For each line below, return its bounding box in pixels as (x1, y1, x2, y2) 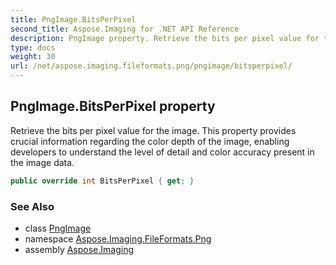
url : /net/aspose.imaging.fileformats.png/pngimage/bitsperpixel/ (10, 61, 293, 71)
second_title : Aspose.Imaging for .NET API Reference (10, 24, 240, 34)
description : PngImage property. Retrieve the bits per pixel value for (10, 33, 320, 43)
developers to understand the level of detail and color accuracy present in (10, 146, 315, 158)
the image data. (10, 156, 75, 168)
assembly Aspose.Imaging (24, 243, 135, 255)
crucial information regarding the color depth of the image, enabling (10, 135, 290, 147)
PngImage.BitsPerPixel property (10, 98, 216, 115)
